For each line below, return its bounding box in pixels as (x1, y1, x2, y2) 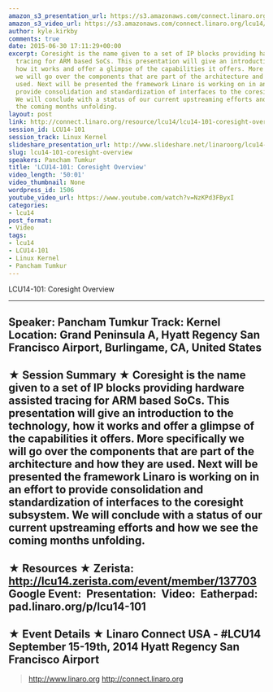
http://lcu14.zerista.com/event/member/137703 (8, 574, 258, 588)
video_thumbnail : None (8, 178, 85, 187)
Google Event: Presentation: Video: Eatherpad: (8, 587, 258, 601)
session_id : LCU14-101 (8, 125, 85, 134)
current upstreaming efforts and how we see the (8, 521, 258, 535)
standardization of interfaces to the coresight (8, 496, 244, 510)
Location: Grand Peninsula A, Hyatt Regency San (8, 327, 260, 342)
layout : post (8, 111, 53, 119)
